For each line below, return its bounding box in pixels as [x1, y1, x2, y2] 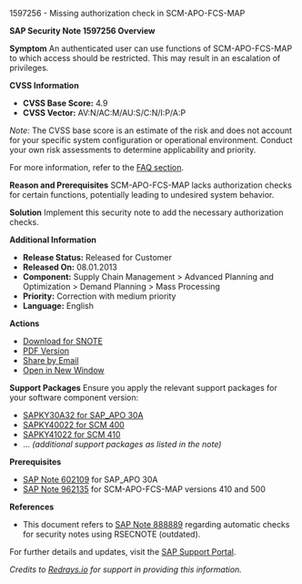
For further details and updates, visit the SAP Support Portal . [9, 547, 237, 557]
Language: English [22, 301, 94, 311]
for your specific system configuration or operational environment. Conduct [9, 135, 293, 145]
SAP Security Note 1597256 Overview [9, 26, 156, 36]
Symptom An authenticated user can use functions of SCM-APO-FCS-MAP [9, 43, 293, 54]
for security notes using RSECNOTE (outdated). [22, 528, 201, 539]
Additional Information [9, 234, 97, 245]
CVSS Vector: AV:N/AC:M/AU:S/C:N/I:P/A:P [22, 108, 186, 118]
